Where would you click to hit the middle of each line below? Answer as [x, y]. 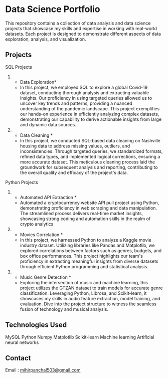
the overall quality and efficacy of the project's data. [74, 172]
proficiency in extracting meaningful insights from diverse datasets [89, 261]
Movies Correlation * [41, 235]
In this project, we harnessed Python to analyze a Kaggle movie [86, 240]
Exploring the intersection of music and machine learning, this [84, 282]
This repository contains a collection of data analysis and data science [78, 23]
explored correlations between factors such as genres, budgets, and [91, 250]
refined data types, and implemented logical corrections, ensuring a [90, 156]
